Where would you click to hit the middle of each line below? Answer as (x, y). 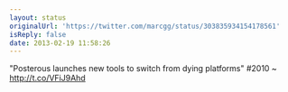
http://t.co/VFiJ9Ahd (47, 78)
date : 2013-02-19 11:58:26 (60, 43)
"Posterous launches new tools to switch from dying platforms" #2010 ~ (143, 69)
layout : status (38, 18)
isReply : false (38, 34)
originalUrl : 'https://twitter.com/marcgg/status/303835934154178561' (145, 26)
